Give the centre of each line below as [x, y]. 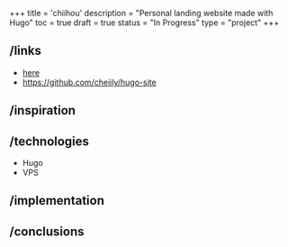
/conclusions [47, 231]
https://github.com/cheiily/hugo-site [89, 82]
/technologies [49, 141]
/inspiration [43, 110]
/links [26, 51]
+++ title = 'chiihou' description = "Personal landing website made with [141, 13]
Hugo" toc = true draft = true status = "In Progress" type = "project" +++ [144, 23]
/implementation [57, 201]
